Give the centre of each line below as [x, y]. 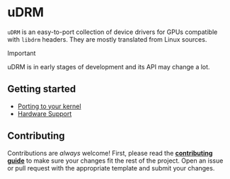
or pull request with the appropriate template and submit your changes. [111, 168]
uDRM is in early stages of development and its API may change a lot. [109, 67]
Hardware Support [45, 113]
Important [22, 53]
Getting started [42, 89]
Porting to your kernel [49, 106]
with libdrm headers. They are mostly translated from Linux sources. [107, 39]
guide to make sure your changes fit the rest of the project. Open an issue [115, 161]
